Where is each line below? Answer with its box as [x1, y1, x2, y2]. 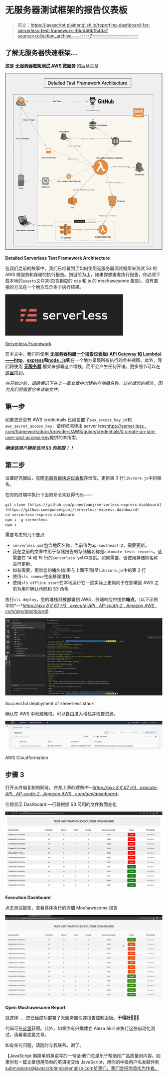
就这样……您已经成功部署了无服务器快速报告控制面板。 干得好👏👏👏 [5, 1015, 140, 1021]
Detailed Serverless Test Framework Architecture [5, 255, 110, 261]
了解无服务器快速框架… [5, 48, 78, 57]
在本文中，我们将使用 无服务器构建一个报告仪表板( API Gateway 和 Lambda [5, 351, 161, 357]
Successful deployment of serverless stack [5, 700, 94, 706]
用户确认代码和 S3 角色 [21, 586, 69, 592]
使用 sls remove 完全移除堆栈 [12, 574, 70, 580]
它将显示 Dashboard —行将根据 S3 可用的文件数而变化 [5, 801, 117, 807]
